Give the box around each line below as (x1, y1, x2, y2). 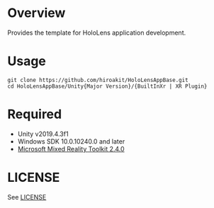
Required (7, 106, 62, 122)
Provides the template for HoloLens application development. (7, 28, 186, 37)
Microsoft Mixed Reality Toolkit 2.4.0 (17, 144, 125, 153)
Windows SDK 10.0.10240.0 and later (17, 137, 125, 146)
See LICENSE (7, 192, 47, 201)
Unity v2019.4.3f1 (17, 129, 69, 138)
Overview (7, 5, 66, 21)
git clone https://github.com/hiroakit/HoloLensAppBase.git (7, 76, 189, 83)
